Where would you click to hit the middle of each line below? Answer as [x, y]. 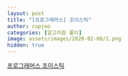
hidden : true [26, 45]
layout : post [26, 13]
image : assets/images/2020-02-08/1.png [64, 39]
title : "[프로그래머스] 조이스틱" [49, 20]
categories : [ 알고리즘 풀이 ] [45, 33]
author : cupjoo [29, 26]
